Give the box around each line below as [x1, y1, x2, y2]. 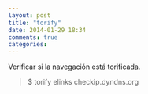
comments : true [8, 33, 58, 42]
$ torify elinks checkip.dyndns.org [27, 78, 139, 87]
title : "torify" [8, 19, 61, 27]
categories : [8, 41, 47, 49]
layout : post [8, 11, 51, 20]
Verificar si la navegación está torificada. [8, 62, 141, 71]
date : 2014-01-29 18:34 [8, 26, 87, 34]
